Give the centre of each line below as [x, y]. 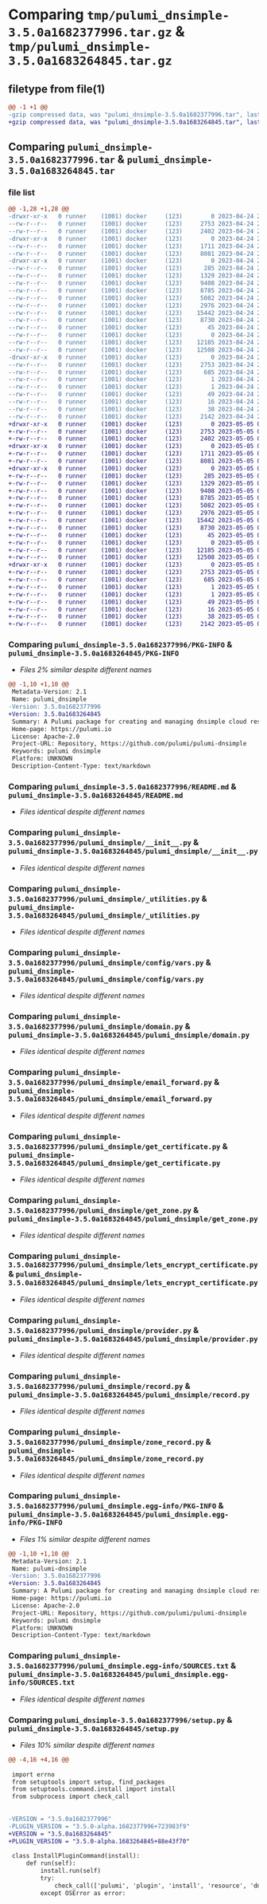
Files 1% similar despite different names [85, 1539]
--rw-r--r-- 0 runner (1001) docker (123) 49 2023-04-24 [131, 395]
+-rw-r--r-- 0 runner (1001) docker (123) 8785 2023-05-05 [131, 498]
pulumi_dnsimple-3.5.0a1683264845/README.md [96, 795]
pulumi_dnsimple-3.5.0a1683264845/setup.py [94, 1729]
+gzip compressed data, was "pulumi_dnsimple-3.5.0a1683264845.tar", [126, 122]
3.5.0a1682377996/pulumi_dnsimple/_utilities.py [104, 899]
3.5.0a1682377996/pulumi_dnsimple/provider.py [100, 1330]
